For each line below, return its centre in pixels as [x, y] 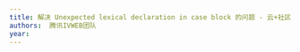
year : [19, 33]
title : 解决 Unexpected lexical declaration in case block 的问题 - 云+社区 [150, 17]
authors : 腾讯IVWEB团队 [53, 26]
